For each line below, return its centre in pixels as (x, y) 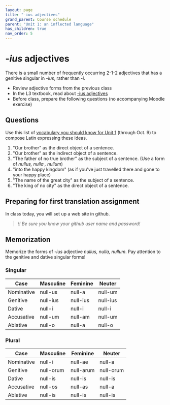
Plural (13, 340)
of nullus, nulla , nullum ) (38, 164)
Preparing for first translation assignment (72, 201)
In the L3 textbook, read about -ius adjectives (60, 93)
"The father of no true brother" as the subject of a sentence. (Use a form (89, 159)
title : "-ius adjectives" (32, 15)
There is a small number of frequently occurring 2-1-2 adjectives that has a (84, 73)
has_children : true (26, 29)
